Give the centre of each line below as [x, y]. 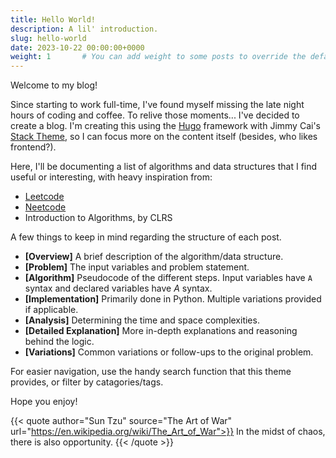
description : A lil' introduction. [84, 29]
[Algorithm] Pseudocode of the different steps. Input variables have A [168, 278]
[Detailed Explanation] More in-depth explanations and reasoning [161, 331]
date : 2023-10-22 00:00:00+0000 [77, 47]
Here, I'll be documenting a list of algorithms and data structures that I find [164, 167]
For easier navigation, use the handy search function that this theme [151, 372]
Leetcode [44, 197]
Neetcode [45, 207]
